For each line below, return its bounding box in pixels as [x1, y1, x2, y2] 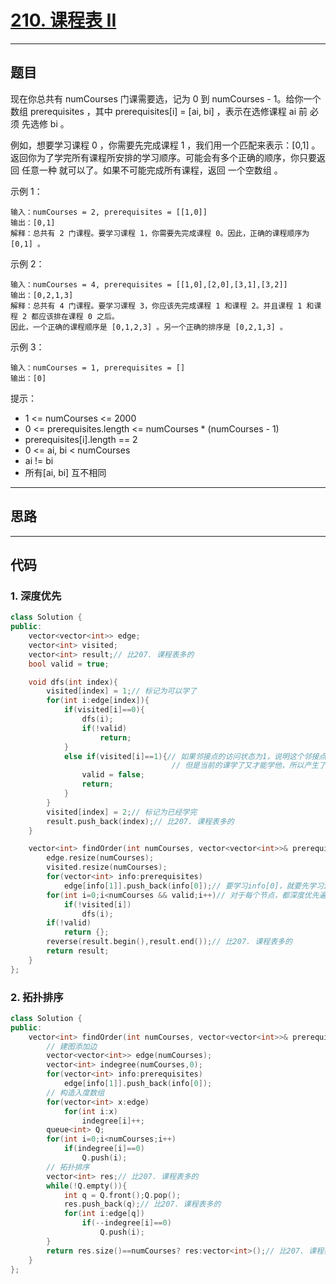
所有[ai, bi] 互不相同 [24, 466, 107, 478]
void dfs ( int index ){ [28, 677, 118, 687]
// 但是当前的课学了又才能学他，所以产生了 [171, 761, 327, 771]
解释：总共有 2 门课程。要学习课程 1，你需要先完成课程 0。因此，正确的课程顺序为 [10, 228, 310, 238]
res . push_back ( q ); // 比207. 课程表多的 [63, 1199, 222, 1210]
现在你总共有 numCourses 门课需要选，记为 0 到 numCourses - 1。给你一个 [10, 92, 322, 105]
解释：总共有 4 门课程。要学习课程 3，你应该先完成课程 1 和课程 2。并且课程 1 [10, 301, 303, 311]
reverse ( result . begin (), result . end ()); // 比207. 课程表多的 [46, 937, 293, 947]
